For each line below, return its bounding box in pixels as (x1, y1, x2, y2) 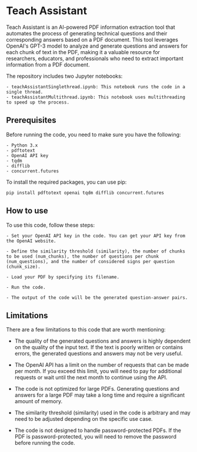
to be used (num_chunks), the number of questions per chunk (6, 253, 159, 260)
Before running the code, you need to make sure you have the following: (6, 131, 181, 138)
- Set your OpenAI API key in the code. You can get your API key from (6, 232, 185, 239)
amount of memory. (14, 398, 63, 405)
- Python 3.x (6, 142, 38, 148)
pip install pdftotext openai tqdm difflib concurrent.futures (6, 190, 165, 195)
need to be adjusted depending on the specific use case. (14, 416, 153, 423)
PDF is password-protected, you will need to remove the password (14, 433, 176, 440)
